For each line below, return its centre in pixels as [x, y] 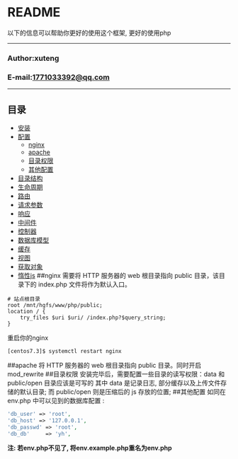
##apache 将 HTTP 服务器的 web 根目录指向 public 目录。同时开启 [104, 365]
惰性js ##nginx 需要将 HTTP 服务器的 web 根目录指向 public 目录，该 [118, 275]
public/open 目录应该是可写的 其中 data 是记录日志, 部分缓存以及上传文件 [114, 383]
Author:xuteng [33, 58]
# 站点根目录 [24, 299]
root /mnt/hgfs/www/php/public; [55, 305]
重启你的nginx [28, 337]
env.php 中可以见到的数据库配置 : [56, 400]
